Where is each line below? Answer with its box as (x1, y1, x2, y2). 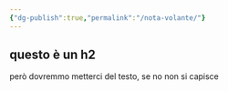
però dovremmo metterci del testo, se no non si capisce (9, 71, 219, 82)
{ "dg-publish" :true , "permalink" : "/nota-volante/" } (9, 13, 206, 23)
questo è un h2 (9, 47, 96, 63)
